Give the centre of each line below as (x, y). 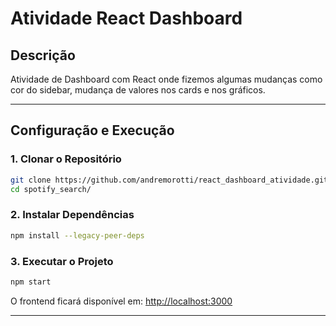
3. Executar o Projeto (62, 261)
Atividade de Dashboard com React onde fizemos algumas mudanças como (166, 79)
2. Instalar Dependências (72, 215)
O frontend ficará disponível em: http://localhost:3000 (121, 301)
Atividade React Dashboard (126, 18)
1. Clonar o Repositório (66, 159)
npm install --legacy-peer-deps (77, 235)
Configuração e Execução (92, 130)
